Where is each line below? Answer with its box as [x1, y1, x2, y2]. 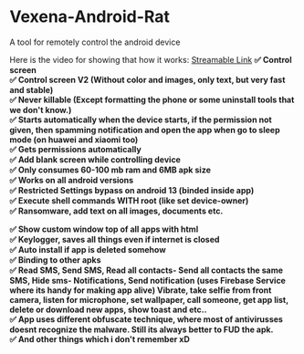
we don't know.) [9, 104, 72, 115]
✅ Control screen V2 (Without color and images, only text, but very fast [9, 74, 286, 85]
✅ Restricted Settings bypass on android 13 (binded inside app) [9, 184, 255, 195]
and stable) [9, 84, 54, 95]
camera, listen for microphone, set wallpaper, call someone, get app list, [9, 294, 289, 305]
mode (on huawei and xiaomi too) [9, 134, 139, 145]
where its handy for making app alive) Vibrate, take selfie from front [9, 285, 272, 296]
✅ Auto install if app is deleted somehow [9, 244, 166, 255]
